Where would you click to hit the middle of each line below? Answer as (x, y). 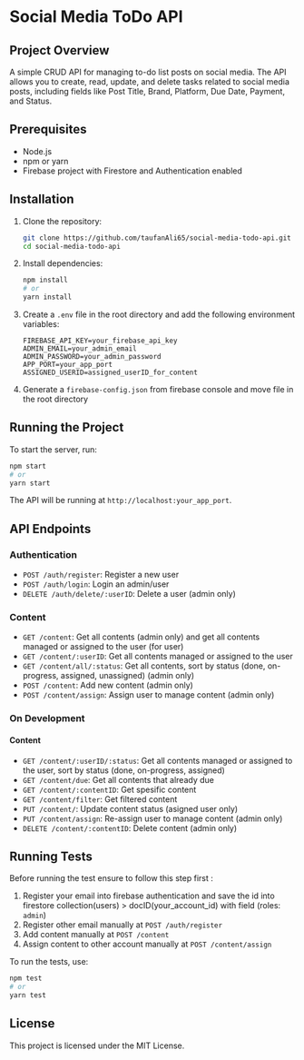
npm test (26, 978)
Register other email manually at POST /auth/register (123, 925)
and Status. (31, 101)
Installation (42, 199)
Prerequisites (48, 129)
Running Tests (51, 856)
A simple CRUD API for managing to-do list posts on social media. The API (148, 72)
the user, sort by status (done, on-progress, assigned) (123, 770)
